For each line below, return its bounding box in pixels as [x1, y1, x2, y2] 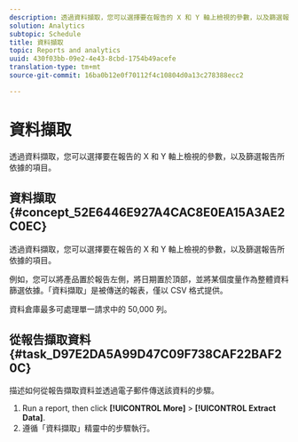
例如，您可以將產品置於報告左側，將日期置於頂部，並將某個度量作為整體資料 [9, 273, 289, 285]
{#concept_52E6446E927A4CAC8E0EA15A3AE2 [9, 205, 286, 221]
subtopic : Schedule [9, 29, 82, 38]
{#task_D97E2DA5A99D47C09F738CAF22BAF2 [9, 346, 282, 361]
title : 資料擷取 [9, 37, 64, 47]
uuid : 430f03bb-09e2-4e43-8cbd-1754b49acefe [9, 54, 176, 63]
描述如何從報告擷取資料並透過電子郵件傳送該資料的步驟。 [9, 385, 219, 396]
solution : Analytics [9, 21, 86, 30]
